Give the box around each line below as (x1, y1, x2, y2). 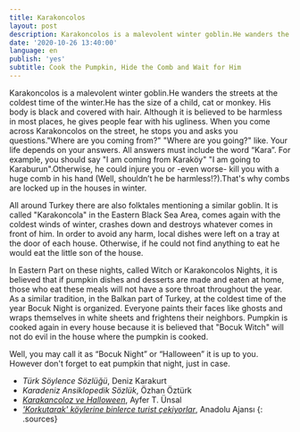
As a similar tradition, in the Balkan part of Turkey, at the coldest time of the (9, 292, 287, 304)
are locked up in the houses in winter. (9, 182, 147, 193)
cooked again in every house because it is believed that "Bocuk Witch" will (9, 321, 284, 332)
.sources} (21, 413, 58, 424)
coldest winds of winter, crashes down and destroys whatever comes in (9, 218, 274, 229)
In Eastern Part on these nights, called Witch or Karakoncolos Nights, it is (9, 265, 279, 275)
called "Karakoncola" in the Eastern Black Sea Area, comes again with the (9, 209, 281, 220)
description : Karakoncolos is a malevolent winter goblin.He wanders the (9, 30, 290, 38)
